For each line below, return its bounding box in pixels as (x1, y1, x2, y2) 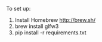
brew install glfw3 (14, 23, 59, 30)
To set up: (6, 5, 31, 12)
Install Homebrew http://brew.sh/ (14, 17, 96, 23)
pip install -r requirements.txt (14, 29, 86, 36)
